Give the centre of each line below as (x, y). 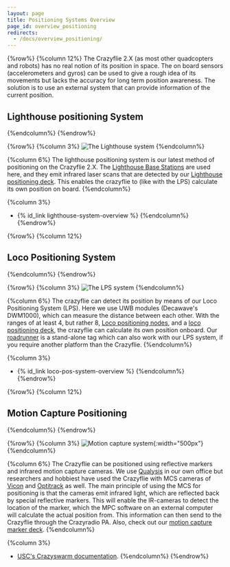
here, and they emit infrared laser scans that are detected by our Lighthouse (115, 174)
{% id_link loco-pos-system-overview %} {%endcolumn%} (101, 371)
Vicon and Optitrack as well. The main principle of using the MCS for (104, 485)
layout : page (26, 13)
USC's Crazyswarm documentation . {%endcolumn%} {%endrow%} (113, 556)
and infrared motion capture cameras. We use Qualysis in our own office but (115, 471)
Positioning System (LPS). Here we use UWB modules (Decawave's (103, 308)
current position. (31, 95)
